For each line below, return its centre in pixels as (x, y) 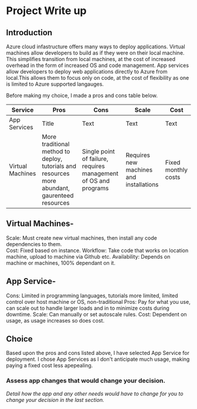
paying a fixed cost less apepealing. (50, 366)
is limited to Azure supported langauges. (55, 84)
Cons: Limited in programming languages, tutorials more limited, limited (92, 296)
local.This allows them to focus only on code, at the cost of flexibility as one (98, 78)
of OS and (96, 181)
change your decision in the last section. (55, 400)
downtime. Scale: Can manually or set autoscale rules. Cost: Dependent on (96, 314)
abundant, (56, 188)
